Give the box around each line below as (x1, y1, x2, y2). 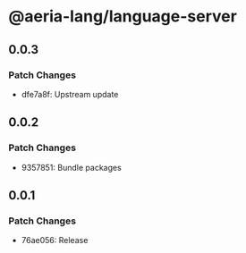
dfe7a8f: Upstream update (21, 89, 119, 99)
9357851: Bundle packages (21, 162, 122, 173)
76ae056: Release (21, 235, 89, 246)
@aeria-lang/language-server (8, 6, 238, 27)
